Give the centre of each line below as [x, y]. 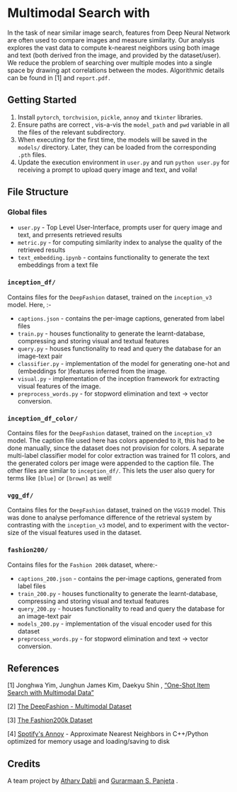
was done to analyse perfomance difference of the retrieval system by [110, 517]
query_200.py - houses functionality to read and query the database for [121, 608]
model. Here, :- [29, 304]
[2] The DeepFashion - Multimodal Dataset [70, 706]
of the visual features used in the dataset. [81, 533]
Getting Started [42, 100]
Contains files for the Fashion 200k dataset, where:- [82, 565]
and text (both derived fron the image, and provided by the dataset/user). [114, 55]
